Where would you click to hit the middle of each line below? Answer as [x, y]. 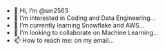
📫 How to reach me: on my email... [64, 40]
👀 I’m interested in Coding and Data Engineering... [85, 18]
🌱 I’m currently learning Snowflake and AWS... [79, 25]
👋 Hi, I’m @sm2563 [41, 11]
